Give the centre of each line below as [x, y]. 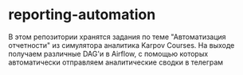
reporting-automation [82, 15]
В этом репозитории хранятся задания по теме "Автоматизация [117, 37]
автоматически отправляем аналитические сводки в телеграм [116, 62]
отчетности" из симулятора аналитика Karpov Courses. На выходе [121, 45]
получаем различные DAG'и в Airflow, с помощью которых [108, 53]
